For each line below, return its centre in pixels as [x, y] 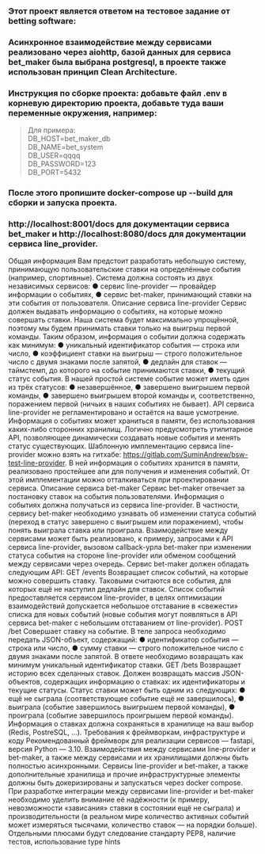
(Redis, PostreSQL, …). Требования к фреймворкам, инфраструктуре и [127, 732]
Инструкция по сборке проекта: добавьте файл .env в [118, 93]
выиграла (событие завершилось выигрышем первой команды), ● [122, 707]
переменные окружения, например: [83, 112]
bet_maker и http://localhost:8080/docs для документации [127, 234]
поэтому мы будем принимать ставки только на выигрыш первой [119, 328]
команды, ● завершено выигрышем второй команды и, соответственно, [132, 396]
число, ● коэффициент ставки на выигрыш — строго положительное [125, 353]
